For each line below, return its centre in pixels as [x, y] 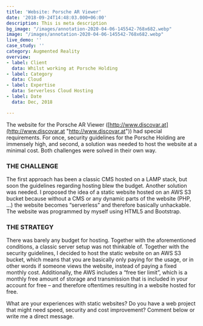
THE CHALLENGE [32, 166]
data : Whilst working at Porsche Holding [65, 68]
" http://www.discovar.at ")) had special [114, 131]
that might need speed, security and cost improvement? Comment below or [101, 310]
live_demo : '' [24, 40]
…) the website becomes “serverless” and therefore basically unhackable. [98, 205]
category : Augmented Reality [43, 52]
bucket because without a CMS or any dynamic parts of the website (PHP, [99, 198]
